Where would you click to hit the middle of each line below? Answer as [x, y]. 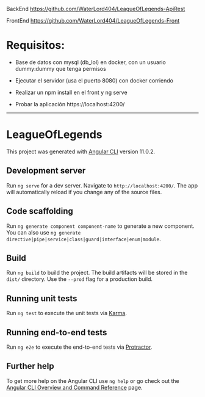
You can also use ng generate [44, 232]
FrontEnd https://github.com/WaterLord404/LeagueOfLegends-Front [93, 20]
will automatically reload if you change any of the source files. [84, 192]
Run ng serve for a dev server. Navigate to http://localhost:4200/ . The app [102, 185]
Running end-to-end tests [57, 332]
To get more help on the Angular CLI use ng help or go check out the [93, 381]
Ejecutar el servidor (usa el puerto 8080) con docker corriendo [94, 80]
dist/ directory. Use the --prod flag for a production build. [79, 279]
